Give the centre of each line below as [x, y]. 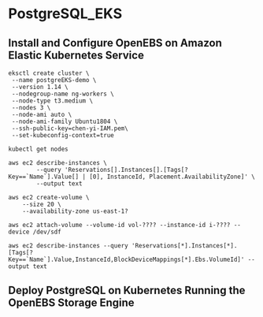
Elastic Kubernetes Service [76, 55]
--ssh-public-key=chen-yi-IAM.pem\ [70, 129]
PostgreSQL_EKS [65, 14]
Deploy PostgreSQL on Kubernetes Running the [127, 291]
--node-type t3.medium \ [52, 101]
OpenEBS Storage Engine [72, 303]
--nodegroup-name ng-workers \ [63, 94]
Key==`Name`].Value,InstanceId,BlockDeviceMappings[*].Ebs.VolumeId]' [126, 259]
